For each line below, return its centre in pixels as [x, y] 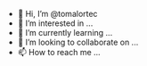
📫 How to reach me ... [59, 52]
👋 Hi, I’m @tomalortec [57, 14]
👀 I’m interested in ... [55, 23]
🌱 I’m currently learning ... [65, 33]
